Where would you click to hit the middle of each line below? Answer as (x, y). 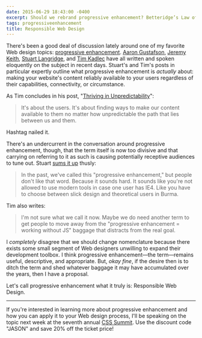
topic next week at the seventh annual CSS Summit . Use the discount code (99, 322)
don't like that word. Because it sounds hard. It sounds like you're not (107, 181)
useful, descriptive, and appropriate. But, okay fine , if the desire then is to (97, 261)
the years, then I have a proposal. (47, 274)
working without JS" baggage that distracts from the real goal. (98, 231)
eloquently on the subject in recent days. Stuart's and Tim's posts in (91, 65)
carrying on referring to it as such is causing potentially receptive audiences (101, 157)
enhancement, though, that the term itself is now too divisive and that (92, 150)
